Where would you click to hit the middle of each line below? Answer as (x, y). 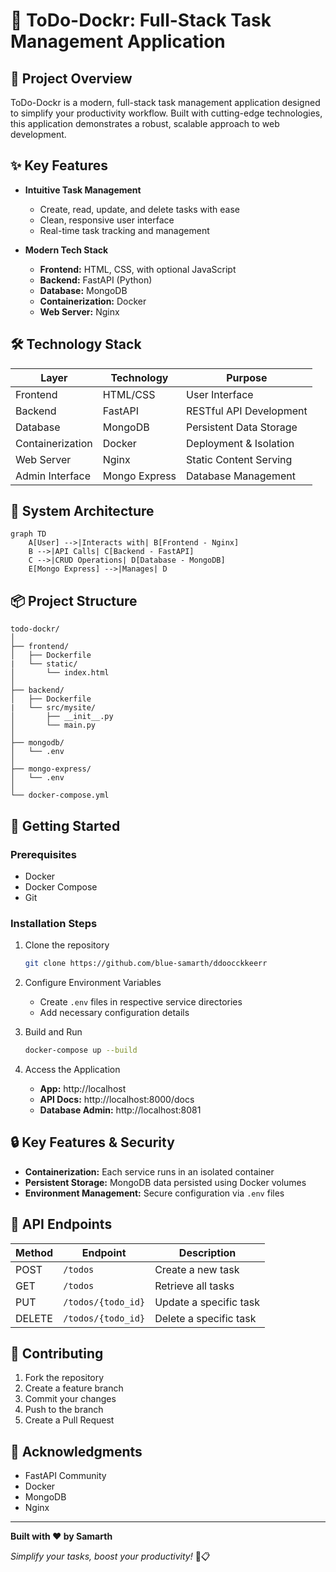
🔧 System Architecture (82, 511)
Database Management (241, 476)
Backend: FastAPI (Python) (96, 280)
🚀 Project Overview (71, 78)
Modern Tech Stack (66, 250)
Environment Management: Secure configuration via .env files (154, 1193)
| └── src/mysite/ (53, 708)
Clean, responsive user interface (107, 220)
